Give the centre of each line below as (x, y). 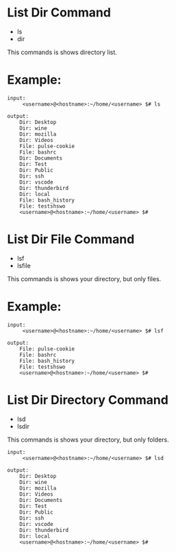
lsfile (24, 265)
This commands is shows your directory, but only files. (84, 278)
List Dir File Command (71, 240)
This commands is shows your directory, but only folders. (88, 440)
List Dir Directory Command (88, 400)
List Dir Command (59, 13)
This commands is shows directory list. (62, 52)
